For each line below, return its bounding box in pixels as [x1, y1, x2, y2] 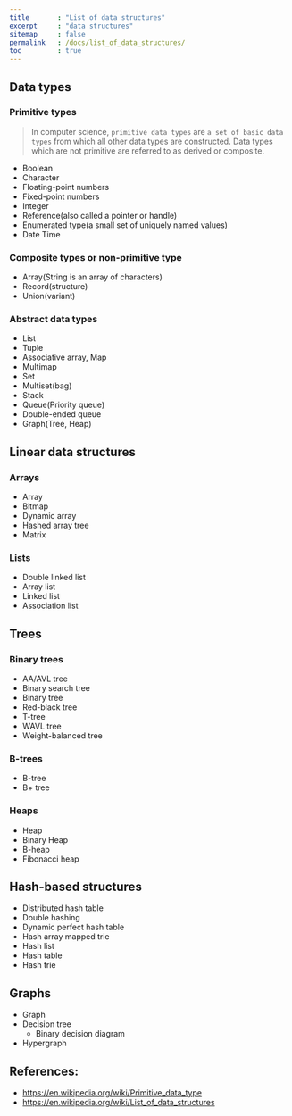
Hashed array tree [21, 520, 89, 531]
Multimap [21, 362, 57, 372]
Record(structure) [21, 281, 88, 292]
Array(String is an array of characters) [21, 271, 163, 282]
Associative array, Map [21, 352, 107, 362]
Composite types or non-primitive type [9, 251, 183, 263]
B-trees [9, 753, 43, 764]
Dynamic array [21, 511, 77, 521]
